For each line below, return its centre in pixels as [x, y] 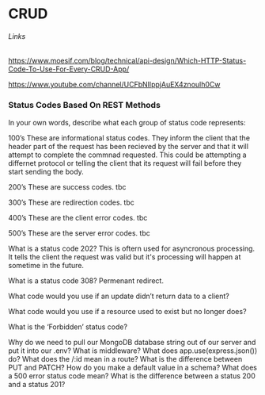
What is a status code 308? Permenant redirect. [86, 280]
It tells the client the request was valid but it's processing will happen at [125, 257]
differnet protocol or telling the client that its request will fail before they [125, 163]
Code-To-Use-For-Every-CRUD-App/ [69, 69]
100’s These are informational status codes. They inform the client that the [129, 138]
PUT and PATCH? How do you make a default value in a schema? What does [132, 367]
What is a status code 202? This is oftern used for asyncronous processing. [132, 248]
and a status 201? [37, 384]
